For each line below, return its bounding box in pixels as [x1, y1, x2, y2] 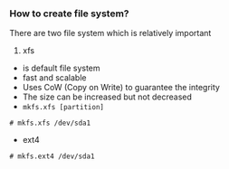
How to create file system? [9, 7, 129, 20]
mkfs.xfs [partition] [22, 103, 104, 112]
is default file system [22, 62, 101, 74]
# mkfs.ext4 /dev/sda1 [9, 152, 95, 161]
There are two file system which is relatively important [9, 28, 212, 39]
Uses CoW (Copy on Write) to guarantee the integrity [22, 82, 220, 93]
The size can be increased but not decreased [22, 91, 193, 102]
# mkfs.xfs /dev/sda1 [9, 118, 91, 128]
